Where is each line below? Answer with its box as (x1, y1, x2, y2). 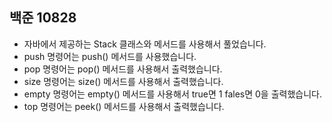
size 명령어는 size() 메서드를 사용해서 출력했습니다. (23, 75, 224, 87)
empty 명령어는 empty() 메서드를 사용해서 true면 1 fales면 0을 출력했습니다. (23, 88, 322, 100)
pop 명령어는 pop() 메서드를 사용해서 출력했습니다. (23, 63, 223, 75)
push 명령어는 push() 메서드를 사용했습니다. (23, 50, 197, 62)
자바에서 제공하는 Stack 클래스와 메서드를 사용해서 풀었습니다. (23, 38, 267, 50)
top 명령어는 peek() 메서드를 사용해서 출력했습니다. (23, 100, 225, 112)
